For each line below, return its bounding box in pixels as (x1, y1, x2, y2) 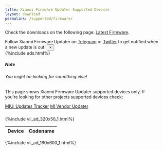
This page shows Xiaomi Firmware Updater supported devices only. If (5, 88, 145, 95)
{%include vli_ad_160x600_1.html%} (5, 139, 76, 146)
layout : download (5, 12, 40, 17)
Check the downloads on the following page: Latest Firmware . (5, 30, 130, 35)
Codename (28, 127, 55, 134)
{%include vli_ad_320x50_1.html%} (5, 116, 74, 122)
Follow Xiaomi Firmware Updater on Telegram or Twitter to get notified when (5, 39, 159, 45)
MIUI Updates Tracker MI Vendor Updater (5, 103, 89, 109)
